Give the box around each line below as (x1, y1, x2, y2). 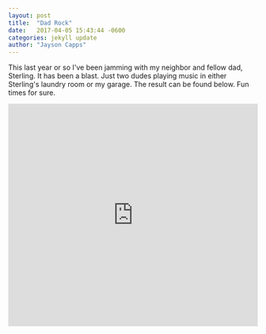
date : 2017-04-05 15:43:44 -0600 (8, 26, 126, 34)
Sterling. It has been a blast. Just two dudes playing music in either (8, 71, 227, 81)
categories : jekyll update (8, 33, 97, 42)
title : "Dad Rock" (8, 19, 73, 27)
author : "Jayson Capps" (8, 41, 87, 49)
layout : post (8, 11, 51, 20)
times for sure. (8, 88, 55, 97)
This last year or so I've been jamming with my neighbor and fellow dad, (8, 63, 243, 72)
